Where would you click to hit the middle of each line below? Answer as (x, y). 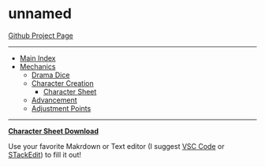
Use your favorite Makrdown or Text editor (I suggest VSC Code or (116, 146)
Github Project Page (41, 35)
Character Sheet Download (54, 131)
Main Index (37, 58)
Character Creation (62, 83)
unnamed (40, 14)
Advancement (54, 100)
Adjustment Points (61, 108)
